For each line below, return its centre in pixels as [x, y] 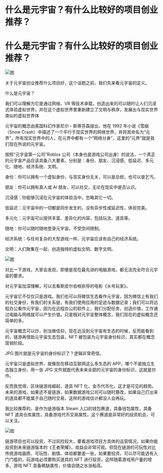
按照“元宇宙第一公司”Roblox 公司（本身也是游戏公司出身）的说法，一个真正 [80, 155]
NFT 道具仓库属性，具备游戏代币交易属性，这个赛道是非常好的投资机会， [78, 415]
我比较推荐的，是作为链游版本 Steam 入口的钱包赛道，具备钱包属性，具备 [78, 408]
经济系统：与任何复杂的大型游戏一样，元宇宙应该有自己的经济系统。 [73, 239]
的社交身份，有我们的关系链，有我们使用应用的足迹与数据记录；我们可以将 [79, 302]
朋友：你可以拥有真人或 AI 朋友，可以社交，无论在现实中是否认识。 [72, 187]
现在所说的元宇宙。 [28, 144]
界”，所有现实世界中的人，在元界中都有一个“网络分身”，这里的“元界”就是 [78, 138]
